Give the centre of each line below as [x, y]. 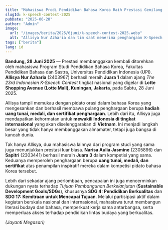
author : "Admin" [22, 24]
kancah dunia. [20, 134]
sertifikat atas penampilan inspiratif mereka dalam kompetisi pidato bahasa [83, 165]
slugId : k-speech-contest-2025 [38, 14]
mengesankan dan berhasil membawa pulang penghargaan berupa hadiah [82, 108]
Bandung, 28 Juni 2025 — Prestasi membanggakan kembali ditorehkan [79, 61]
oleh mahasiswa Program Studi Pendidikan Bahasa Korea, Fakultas [74, 66]
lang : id [14, 47]
